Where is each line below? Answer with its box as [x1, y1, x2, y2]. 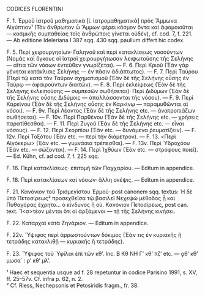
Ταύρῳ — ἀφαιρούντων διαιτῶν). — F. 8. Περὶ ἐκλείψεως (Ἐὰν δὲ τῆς [6, 81, 186, 88]
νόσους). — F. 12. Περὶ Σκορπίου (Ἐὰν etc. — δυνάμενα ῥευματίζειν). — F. [6, 127, 196, 133]
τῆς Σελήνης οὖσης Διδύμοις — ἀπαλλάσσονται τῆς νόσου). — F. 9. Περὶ [6, 94, 194, 101]
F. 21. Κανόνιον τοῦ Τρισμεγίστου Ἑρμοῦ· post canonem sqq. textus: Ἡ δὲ [6, 188, 193, 195]
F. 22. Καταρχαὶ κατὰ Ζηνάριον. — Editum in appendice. [6, 220, 149, 226]
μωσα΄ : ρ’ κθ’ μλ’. [6, 257, 51, 264]
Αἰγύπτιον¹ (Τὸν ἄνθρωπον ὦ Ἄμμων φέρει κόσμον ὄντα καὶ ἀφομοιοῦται [6, 24, 193, 31]
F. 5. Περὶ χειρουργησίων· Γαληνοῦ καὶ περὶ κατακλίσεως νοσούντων [6, 48, 184, 56]
